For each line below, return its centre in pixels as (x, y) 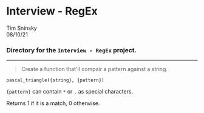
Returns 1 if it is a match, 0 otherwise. (53, 103)
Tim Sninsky (22, 28)
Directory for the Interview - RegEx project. (72, 50)
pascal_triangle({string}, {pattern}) (55, 80)
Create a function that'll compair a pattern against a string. (94, 69)
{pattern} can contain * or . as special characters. (70, 92)
